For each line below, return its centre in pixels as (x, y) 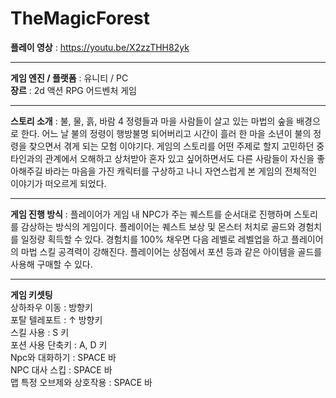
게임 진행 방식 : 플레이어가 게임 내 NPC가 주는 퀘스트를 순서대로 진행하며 (151, 214)
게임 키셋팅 (31, 294)
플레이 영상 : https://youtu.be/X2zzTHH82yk (100, 47)
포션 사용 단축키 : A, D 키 (59, 344)
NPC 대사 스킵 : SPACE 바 (61, 369)
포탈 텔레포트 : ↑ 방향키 (56, 319)
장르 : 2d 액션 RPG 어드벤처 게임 (73, 90)
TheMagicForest (80, 18)
